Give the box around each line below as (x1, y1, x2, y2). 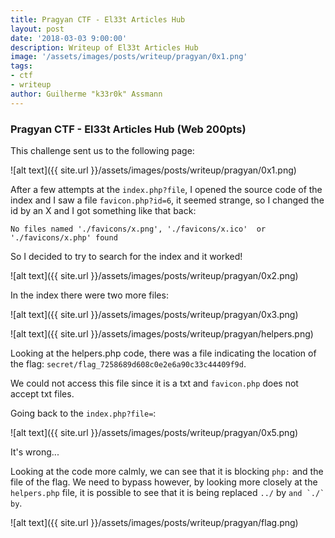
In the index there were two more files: (10, 289, 169, 301)
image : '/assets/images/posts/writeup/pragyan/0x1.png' (10, 52, 248, 62)
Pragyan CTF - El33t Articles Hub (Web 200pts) (10, 122, 247, 136)
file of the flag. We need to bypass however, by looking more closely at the (10, 476, 318, 488)
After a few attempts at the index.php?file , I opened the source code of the (10, 183, 323, 195)
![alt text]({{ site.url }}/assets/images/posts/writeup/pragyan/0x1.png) (10, 164, 297, 176)
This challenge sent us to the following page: (10, 144, 195, 156)
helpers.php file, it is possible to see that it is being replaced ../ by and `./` (10, 486, 325, 498)
